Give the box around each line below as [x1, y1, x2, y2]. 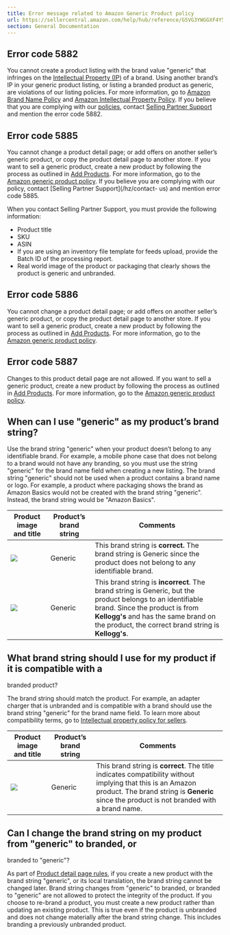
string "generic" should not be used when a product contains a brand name [7, 474, 220, 482]
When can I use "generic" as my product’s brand [7, 416, 219, 428]
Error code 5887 [7, 356, 78, 368]
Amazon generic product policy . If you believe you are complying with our [7, 177, 216, 185]
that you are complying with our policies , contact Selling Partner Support [7, 103, 212, 111]
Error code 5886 [7, 289, 79, 301]
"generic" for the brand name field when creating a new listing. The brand [7, 466, 216, 475]
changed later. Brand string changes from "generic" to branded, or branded [7, 884, 220, 893]
